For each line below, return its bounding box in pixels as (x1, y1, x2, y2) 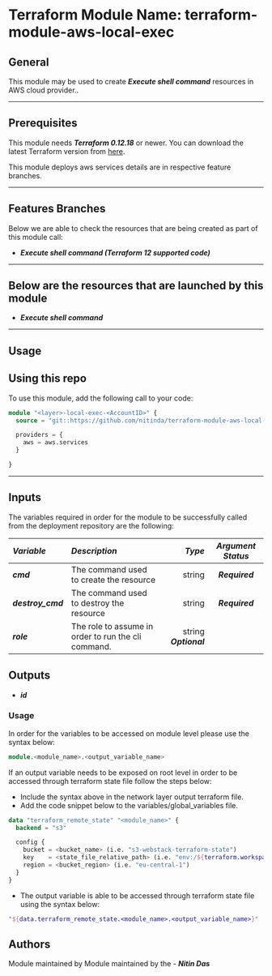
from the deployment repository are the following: (8, 520, 174, 530)
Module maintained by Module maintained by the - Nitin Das (8, 959, 210, 969)
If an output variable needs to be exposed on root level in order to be (8, 768, 238, 777)
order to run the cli (71, 631, 142, 642)
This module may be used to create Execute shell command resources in (8, 77, 254, 86)
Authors (8, 937, 51, 951)
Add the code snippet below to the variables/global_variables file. (19, 800, 239, 810)
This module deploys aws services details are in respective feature (8, 162, 232, 172)
